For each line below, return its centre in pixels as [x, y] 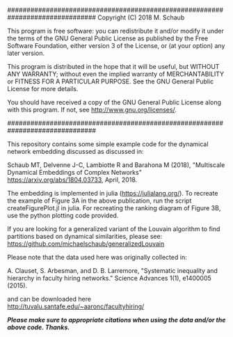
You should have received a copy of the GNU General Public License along [114, 102]
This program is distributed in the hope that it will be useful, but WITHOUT [113, 66]
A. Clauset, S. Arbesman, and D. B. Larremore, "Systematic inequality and [112, 271]
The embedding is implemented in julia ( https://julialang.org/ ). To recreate [113, 193]
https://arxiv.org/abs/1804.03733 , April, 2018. [72, 180]
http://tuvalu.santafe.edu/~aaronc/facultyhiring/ [76, 306]
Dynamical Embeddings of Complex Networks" [75, 172]
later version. [26, 53]
